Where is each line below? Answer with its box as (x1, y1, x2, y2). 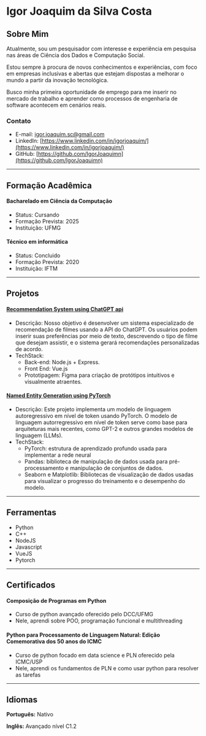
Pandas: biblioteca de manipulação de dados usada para (24, 457, 168, 465)
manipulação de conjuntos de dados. (69, 464, 164, 471)
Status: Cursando (15, 211, 59, 219)
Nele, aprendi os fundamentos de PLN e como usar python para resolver (15, 664, 199, 672)
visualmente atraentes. (24, 378, 83, 385)
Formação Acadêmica (6, 180, 92, 191)
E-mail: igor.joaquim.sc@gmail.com (15, 131, 105, 138)
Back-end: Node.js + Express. (24, 358, 100, 366)
